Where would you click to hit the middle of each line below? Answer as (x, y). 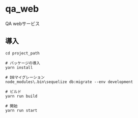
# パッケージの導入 (23, 63)
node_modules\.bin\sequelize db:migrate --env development (69, 82)
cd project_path (22, 53)
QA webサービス (22, 23)
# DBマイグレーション (25, 77)
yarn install (19, 67)
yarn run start (21, 110)
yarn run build (21, 96)
